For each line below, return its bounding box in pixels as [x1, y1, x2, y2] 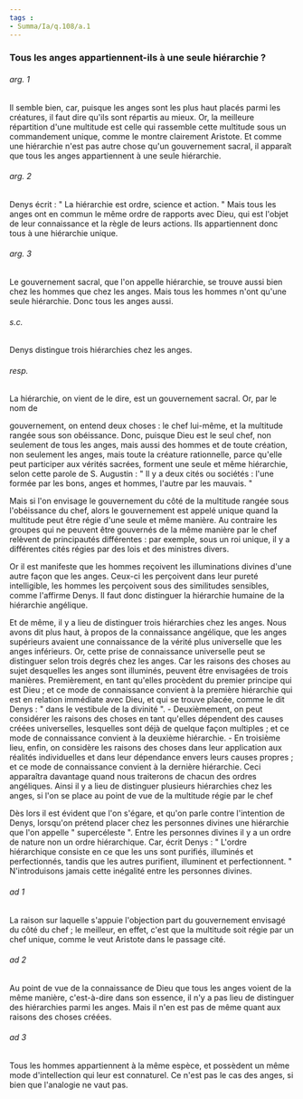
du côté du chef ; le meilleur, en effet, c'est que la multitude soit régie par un [9, 924, 294, 935]
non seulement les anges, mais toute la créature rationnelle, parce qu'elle [9, 449, 283, 460]
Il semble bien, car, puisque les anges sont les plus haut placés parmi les [9, 101, 281, 113]
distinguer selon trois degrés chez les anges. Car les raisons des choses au [9, 655, 291, 666]
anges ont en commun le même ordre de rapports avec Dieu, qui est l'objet [9, 208, 289, 219]
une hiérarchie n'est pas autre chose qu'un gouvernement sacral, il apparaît [9, 140, 292, 151]
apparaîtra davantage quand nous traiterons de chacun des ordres [9, 771, 257, 782]
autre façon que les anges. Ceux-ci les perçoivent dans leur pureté [9, 571, 259, 582]
